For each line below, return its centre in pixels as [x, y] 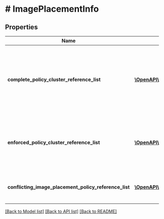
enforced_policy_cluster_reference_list [54, 142]
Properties [21, 27]
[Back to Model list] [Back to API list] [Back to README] [61, 211]
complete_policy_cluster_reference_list [54, 79]
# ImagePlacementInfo [52, 9]
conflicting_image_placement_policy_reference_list [69, 187]
